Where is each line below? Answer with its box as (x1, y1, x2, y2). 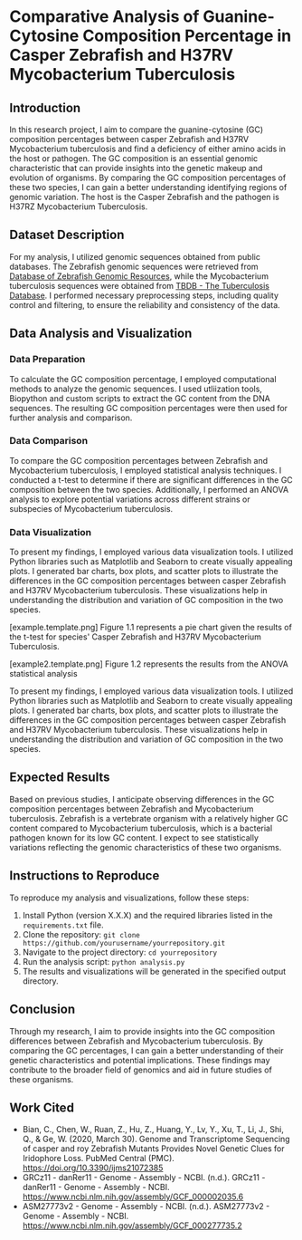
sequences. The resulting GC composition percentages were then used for (9, 402, 288, 413)
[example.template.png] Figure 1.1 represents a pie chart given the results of (9, 622, 292, 633)
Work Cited (9, 1100, 75, 1115)
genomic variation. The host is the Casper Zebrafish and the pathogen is (9, 192, 280, 202)
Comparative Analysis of (9, 6, 200, 27)
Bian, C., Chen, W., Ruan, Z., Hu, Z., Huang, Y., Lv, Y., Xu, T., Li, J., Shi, (22, 1124, 285, 1135)
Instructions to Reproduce (9, 868, 160, 884)
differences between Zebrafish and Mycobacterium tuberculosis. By (9, 1035, 264, 1046)
